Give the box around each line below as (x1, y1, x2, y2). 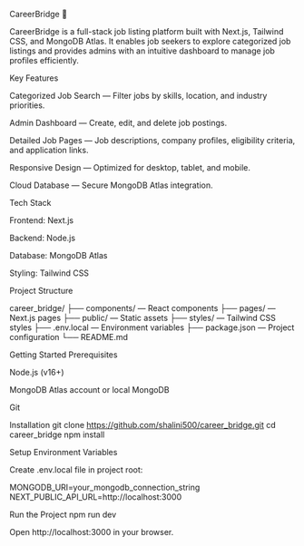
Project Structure (9, 286, 74, 296)
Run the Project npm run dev (9, 509, 117, 520)
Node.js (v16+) (9, 367, 65, 377)
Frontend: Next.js (9, 215, 74, 226)
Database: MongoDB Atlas (9, 250, 108, 260)
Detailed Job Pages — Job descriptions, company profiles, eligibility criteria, (9, 135, 296, 145)
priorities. (9, 100, 45, 111)
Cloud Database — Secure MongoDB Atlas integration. (9, 180, 213, 190)
